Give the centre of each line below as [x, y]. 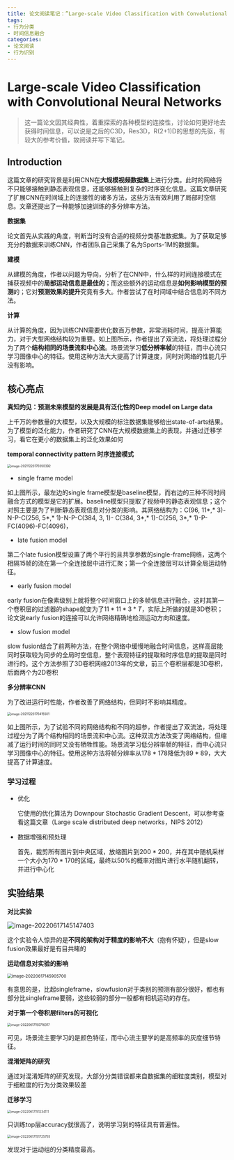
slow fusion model [44, 632]
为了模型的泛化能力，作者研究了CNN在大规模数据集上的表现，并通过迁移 [112, 431]
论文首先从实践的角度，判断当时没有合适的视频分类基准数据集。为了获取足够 [117, 235]
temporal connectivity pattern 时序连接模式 [71, 454]
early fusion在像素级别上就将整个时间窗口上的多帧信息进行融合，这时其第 [112, 601]
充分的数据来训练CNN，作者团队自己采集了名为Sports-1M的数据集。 [105, 244]
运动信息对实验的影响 [38, 963]
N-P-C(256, [24, 518]
